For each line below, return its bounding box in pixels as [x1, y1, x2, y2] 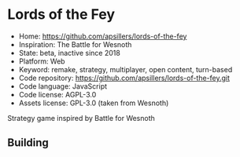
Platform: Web [18, 57, 65, 66]
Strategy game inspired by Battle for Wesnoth [7, 113, 155, 122]
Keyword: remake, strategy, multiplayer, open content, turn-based [18, 64, 233, 74]
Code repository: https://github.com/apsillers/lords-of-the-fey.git [18, 73, 230, 82]
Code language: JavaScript [18, 81, 108, 91]
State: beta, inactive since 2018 [18, 48, 121, 57]
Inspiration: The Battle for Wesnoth [18, 39, 132, 49]
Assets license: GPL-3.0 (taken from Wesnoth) [18, 98, 169, 108]
